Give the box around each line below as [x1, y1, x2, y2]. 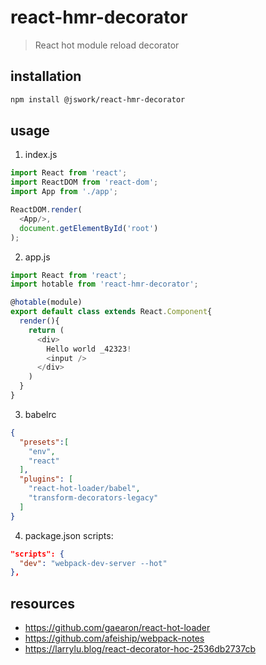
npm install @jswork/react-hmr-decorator [10, 94, 186, 105]
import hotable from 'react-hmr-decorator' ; [10, 279, 199, 290]
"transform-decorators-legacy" [28, 493, 159, 503]
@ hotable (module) [10, 297, 83, 308]
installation [10, 68, 82, 85]
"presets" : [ [19, 437, 70, 447]
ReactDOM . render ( [10, 205, 83, 215]
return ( [28, 325, 65, 335]
